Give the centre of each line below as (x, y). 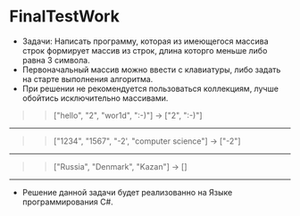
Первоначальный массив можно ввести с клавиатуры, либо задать (151, 70)
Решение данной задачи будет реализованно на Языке (127, 192)
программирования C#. (67, 202)
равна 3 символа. (56, 60)
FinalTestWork (65, 17)
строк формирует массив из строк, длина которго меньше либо (145, 50)
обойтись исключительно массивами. (95, 98)
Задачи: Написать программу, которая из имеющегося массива (146, 41)
